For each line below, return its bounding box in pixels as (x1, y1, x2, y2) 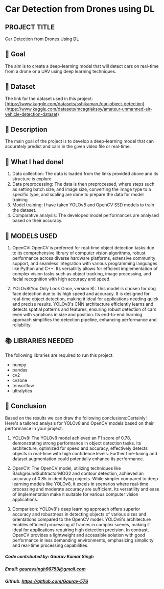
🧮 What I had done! (5, 158, 64, 166)
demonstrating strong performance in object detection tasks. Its (12, 440, 141, 446)
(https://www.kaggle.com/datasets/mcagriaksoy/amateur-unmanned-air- (5, 106, 153, 112)
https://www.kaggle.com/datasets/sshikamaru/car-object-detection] (6, 100, 145, 106)
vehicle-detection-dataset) (5, 111, 60, 117)
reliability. (12, 322, 32, 328)
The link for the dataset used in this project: (5, 96, 93, 101)
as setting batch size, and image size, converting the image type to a (12, 186, 151, 192)
